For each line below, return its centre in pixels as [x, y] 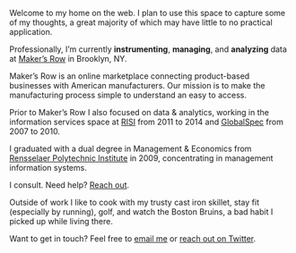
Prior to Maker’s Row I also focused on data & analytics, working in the [139, 112]
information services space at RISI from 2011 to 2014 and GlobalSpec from [147, 122]
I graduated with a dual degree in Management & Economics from [131, 148]
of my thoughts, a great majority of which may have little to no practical [141, 22]
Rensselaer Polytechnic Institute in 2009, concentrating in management [141, 158]
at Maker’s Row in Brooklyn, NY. [68, 59]
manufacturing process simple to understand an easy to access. [128, 95]
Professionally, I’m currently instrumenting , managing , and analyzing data [148, 49]
